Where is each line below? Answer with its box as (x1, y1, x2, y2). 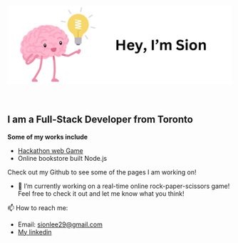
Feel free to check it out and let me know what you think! (17, 189, 185, 198)
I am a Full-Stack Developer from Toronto (7, 114, 194, 126)
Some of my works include (7, 132, 88, 141)
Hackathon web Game (17, 146, 83, 155)
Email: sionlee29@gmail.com (17, 220, 103, 229)
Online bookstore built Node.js (17, 154, 108, 162)
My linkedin (17, 227, 52, 236)
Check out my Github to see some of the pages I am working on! (7, 167, 197, 177)
